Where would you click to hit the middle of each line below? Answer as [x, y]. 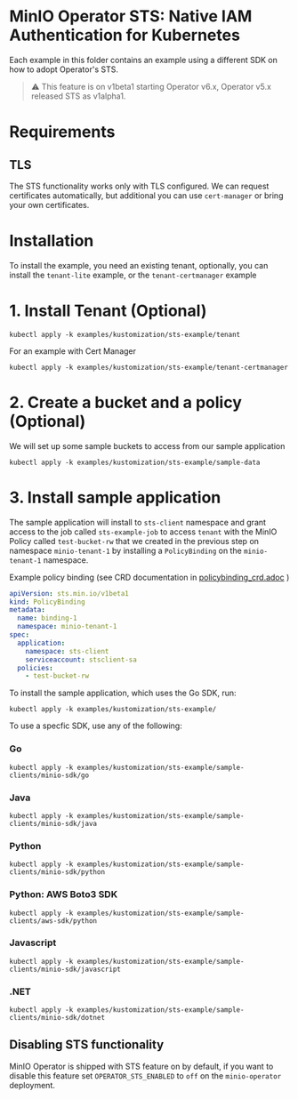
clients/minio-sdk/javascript [65, 969]
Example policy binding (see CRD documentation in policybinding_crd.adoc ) [149, 577]
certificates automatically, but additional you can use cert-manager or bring [146, 195]
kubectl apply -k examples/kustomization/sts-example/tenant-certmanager [149, 367]
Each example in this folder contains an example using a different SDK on [144, 60]
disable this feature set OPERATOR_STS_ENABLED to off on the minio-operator [145, 1075]
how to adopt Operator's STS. [64, 69]
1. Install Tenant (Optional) [108, 311]
